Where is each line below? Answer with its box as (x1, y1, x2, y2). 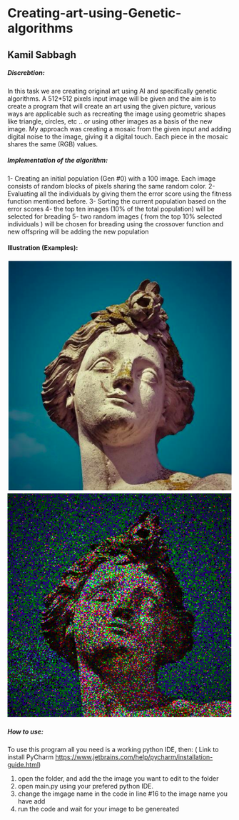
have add (17, 796, 46, 805)
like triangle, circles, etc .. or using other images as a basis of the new (7, 116, 213, 126)
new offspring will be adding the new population (7, 227, 149, 236)
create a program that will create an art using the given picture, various (7, 101, 216, 110)
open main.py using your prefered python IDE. (17, 781, 153, 790)
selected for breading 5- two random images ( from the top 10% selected (7, 212, 223, 221)
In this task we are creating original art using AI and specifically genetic (7, 86, 218, 95)
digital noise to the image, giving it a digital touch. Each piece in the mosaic (7, 132, 228, 141)
